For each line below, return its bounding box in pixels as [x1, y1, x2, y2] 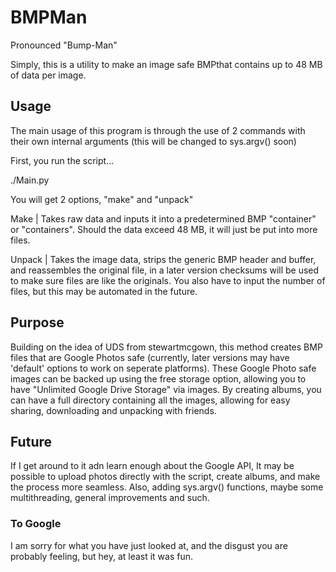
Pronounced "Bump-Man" [10, 39, 118, 51]
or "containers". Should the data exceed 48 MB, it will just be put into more [10, 223, 318, 235]
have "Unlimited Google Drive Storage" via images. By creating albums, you [10, 383, 322, 395]
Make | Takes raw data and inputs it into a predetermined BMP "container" [10, 212, 317, 225]
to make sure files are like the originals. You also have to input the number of [10, 274, 326, 286]
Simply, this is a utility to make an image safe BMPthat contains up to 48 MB [10, 58, 323, 70]
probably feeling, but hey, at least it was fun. [10, 550, 194, 562]
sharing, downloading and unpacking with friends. [10, 404, 217, 416]
